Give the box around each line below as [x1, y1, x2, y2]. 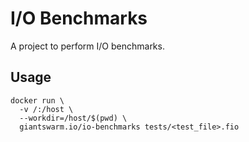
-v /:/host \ [19, 104, 74, 114]
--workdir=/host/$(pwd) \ [19, 113, 128, 123]
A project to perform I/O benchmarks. [10, 40, 165, 52]
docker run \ [10, 95, 65, 106]
